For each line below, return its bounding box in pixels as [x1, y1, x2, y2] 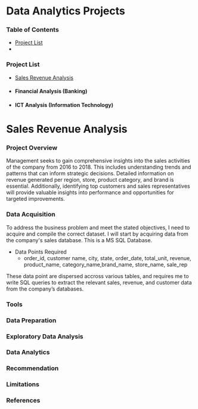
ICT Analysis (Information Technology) [14, 101, 114, 108]
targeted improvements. [6, 196, 66, 203]
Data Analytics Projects [6, 4, 125, 18]
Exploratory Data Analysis [6, 332, 83, 340]
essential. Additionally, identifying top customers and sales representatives [6, 182, 191, 190]
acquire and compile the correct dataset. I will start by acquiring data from [6, 230, 189, 237]
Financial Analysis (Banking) [14, 88, 88, 95]
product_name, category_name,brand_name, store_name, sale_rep [23, 261, 188, 268]
